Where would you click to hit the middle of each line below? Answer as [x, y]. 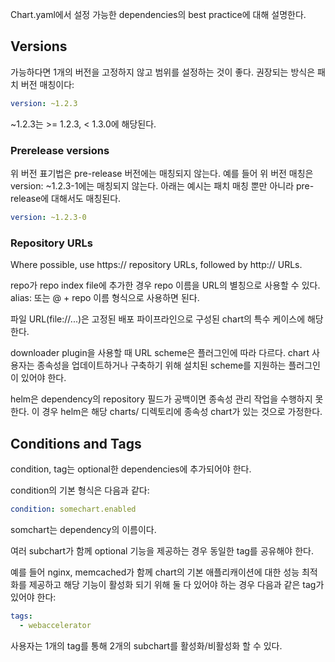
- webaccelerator [55, 625]
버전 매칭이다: [47, 84]
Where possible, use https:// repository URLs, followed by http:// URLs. [156, 265]
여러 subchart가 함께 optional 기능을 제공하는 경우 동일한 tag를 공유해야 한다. [162, 550]
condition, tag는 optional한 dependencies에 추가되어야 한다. [131, 469]
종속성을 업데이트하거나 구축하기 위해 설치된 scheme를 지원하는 [161, 365]
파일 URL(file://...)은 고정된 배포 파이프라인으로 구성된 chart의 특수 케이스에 [158, 319]
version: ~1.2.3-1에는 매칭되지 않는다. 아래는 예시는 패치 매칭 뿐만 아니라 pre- [162, 185]
